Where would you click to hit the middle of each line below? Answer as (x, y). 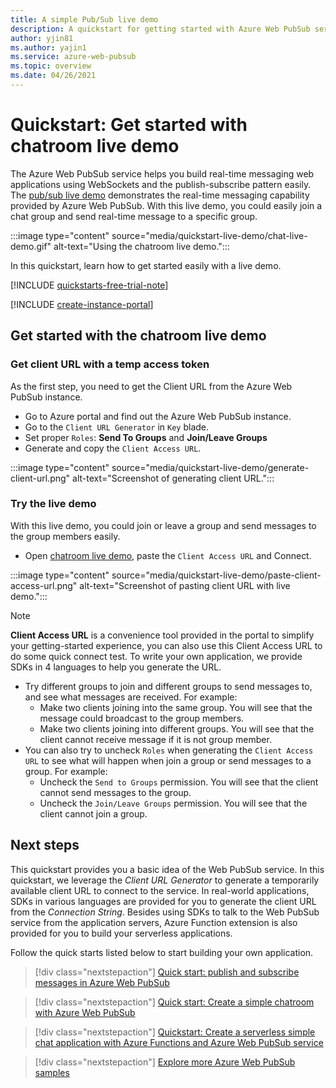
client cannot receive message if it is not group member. (155, 739)
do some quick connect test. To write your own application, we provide (156, 656)
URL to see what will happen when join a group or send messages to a (168, 760)
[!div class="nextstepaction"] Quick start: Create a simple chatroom (174, 1002)
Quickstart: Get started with (129, 125)
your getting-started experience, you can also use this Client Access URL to (166, 645)
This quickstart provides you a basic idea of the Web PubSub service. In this (167, 869)
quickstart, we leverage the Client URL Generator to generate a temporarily (165, 880)
